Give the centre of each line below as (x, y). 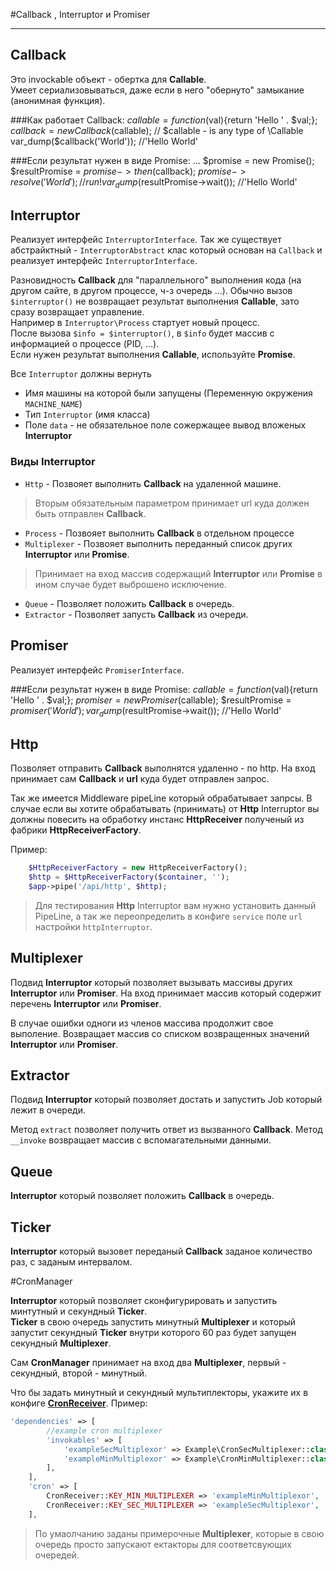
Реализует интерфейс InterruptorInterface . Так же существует (146, 240)
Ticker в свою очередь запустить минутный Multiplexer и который (153, 1322)
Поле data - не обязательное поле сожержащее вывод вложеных (165, 425)
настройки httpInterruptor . (93, 926)
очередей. (57, 1555)
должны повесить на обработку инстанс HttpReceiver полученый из (157, 820)
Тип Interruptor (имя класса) (87, 415)
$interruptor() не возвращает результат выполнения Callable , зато (155, 301)
